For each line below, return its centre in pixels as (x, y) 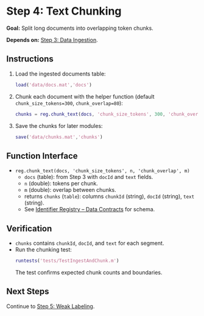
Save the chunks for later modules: (59, 125)
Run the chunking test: (43, 250)
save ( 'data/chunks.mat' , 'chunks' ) (59, 137)
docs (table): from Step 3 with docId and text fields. (89, 177)
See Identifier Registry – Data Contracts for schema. (90, 209)
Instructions (30, 59)
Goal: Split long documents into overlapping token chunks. (80, 28)
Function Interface (42, 156)
